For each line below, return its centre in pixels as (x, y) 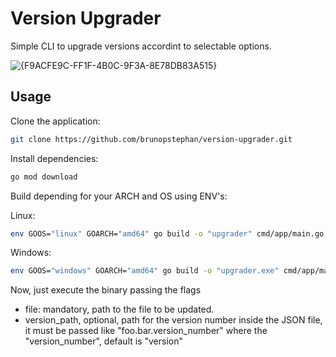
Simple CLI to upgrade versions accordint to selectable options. (141, 46)
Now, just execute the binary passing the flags (106, 290)
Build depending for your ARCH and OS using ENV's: (119, 196)
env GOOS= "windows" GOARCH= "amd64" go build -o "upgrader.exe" (145, 271)
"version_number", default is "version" (103, 341)
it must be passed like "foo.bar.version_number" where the (146, 331)
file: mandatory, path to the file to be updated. (119, 309)
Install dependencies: (54, 158)
